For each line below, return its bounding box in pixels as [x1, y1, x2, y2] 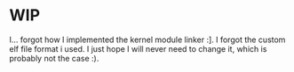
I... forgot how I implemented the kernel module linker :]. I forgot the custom [9, 34, 286, 45]
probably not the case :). [9, 53, 99, 63]
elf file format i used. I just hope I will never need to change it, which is [9, 43, 267, 54]
